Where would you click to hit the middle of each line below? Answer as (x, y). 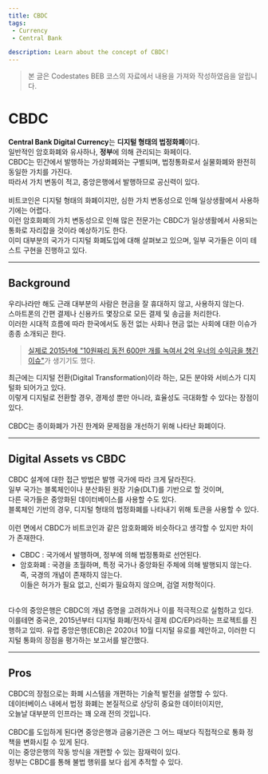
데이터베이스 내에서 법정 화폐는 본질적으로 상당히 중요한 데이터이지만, (116, 703)
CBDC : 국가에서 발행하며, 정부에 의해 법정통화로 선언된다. (110, 554)
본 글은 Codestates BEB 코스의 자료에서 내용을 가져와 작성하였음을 (132, 76)
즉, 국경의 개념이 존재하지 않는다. (71, 574)
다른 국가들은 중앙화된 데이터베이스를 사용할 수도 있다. (93, 499)
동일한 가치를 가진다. (40, 172)
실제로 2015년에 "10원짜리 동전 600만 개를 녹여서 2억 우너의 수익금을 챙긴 (143, 350)
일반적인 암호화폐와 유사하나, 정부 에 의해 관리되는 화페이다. (100, 152)
